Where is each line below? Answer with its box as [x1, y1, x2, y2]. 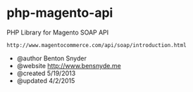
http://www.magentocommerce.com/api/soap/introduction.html [6, 41, 187, 48]
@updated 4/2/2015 [16, 76, 75, 85]
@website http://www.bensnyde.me [16, 61, 121, 70]
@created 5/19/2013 [16, 69, 76, 77]
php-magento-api [6, 5, 113, 21]
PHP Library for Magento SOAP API [6, 28, 109, 37]
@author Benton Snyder [16, 54, 87, 63]
